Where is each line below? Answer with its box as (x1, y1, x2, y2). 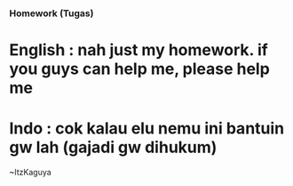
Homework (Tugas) (9, 7, 94, 20)
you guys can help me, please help (9, 59, 271, 79)
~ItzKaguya (9, 167, 51, 178)
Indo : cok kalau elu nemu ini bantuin (9, 118, 285, 139)
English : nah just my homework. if (9, 40, 268, 61)
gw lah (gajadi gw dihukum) (9, 137, 218, 158)
